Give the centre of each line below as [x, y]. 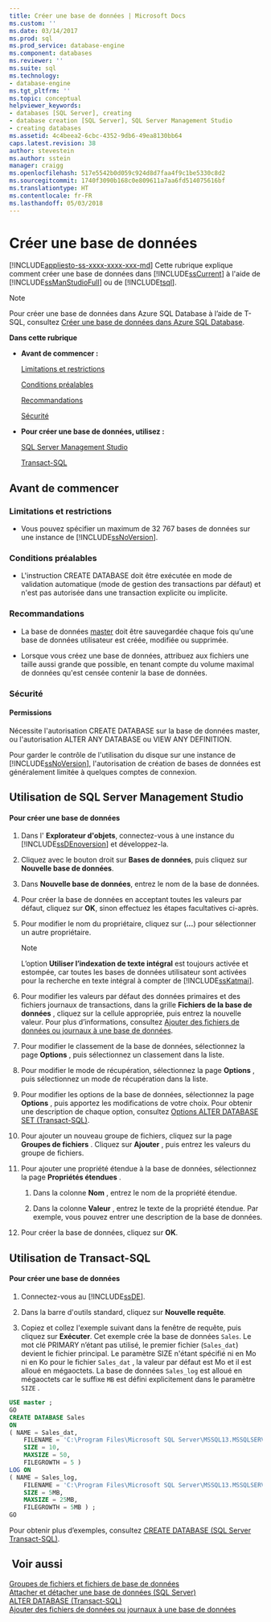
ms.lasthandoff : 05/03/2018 [56, 203]
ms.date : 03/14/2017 [44, 31]
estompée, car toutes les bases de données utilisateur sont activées [133, 972]
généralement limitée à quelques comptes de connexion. [103, 771]
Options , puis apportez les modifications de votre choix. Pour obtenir [136, 1103]
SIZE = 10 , [42, 1448]
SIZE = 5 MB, [43, 1492]
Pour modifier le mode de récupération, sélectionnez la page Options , [138, 1071]
